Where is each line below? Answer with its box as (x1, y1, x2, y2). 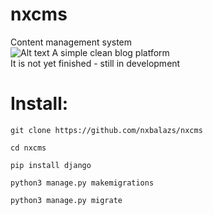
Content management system (10, 36, 133, 48)
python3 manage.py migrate (10, 195, 123, 205)
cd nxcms (10, 143, 47, 153)
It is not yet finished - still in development (10, 57, 181, 69)
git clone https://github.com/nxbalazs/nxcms (10, 125, 203, 135)
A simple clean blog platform (51, 46, 170, 58)
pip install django (10, 160, 92, 170)
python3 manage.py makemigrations (10, 178, 155, 188)
